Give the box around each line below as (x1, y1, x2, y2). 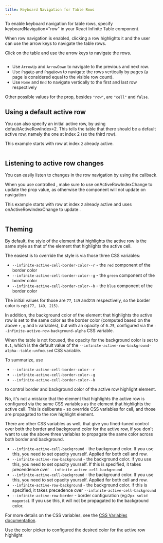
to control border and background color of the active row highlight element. (5, 386, 157, 392)
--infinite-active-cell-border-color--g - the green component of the (12, 272, 155, 278)
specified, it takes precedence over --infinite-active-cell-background (12, 487, 157, 493)
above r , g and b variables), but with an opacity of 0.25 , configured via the (5, 323, 154, 329)
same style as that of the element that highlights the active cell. (5, 243, 132, 249)
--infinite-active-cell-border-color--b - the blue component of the (12, 283, 153, 289)
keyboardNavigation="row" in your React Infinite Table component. (5, 25, 140, 32)
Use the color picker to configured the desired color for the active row (5, 527, 145, 533)
